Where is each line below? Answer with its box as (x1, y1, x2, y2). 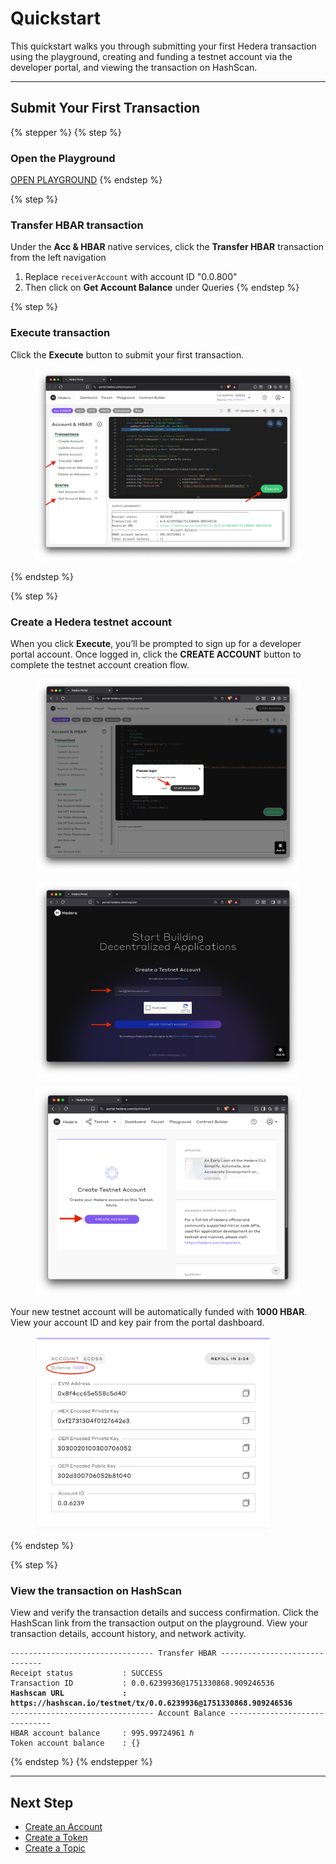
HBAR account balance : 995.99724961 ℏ (10, 1728, 195, 1739)
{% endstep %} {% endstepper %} (10, 1756, 153, 1768)
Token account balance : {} (10, 1738, 141, 1749)
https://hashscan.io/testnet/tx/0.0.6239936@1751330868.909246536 (10, 1698, 293, 1709)
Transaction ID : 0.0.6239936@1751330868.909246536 (10, 1678, 275, 1689)
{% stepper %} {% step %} (10, 126, 122, 138)
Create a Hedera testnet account (10, 615, 173, 629)
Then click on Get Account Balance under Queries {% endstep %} (24, 282, 300, 294)
